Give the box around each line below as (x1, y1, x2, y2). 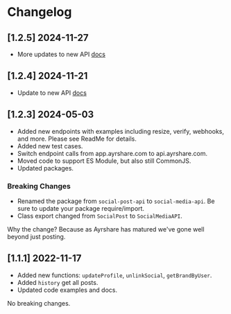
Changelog (7, 4, 72, 20)
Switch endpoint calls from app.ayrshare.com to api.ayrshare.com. (17, 149, 208, 157)
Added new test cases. (17, 141, 83, 150)
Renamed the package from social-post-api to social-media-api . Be (17, 197, 215, 205)
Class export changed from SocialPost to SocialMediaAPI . (17, 211, 182, 220)
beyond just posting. (7, 232, 66, 241)
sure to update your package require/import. (17, 204, 144, 212)
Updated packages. (17, 164, 74, 172)
